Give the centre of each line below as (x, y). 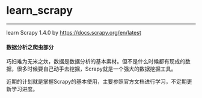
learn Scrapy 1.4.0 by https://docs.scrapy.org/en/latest (74, 32)
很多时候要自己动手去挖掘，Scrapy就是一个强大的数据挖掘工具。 (96, 69)
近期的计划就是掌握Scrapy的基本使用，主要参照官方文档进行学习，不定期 (97, 82)
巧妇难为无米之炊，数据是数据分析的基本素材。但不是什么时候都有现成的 (96, 62)
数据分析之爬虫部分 (30, 47)
